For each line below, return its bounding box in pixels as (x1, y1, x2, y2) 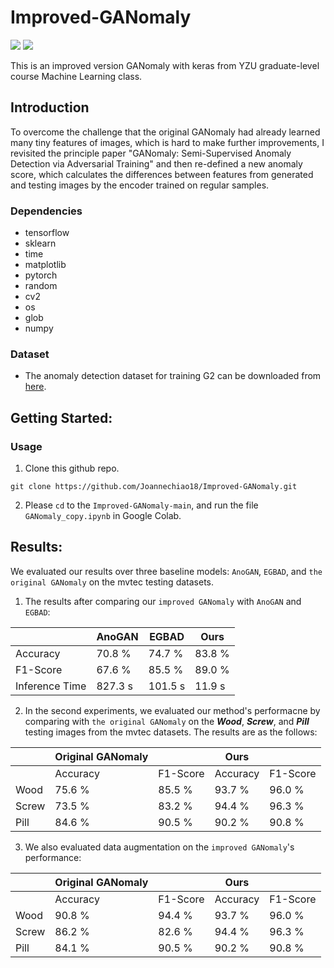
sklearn (24, 237, 57, 250)
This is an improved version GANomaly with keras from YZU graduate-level (10, 59, 320, 71)
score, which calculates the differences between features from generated (10, 168, 314, 180)
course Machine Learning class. (10, 70, 143, 82)
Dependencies (10, 204, 83, 218)
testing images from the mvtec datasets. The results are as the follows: (24, 726, 318, 738)
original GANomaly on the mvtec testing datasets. (10, 576, 214, 588)
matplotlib (24, 259, 67, 271)
